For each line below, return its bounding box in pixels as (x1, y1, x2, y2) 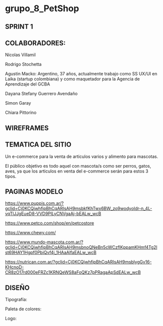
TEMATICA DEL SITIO (5, 140, 72, 149)
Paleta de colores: (5, 306, 42, 312)
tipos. (5, 173, 17, 179)
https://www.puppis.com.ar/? (5, 200, 64, 206)
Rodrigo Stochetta (5, 62, 42, 67)
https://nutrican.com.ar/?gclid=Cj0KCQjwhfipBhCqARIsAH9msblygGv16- (5, 259, 152, 265)
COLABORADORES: (5, 39, 66, 47)
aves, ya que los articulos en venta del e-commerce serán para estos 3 (5, 168, 148, 174)
